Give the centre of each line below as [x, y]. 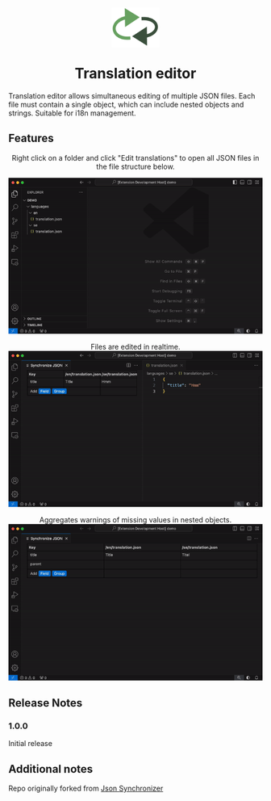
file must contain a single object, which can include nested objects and [126, 104]
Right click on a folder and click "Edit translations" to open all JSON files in [135, 157]
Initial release [30, 744]
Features [31, 138]
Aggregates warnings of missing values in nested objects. [135, 520]
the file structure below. [135, 166]
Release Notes [46, 703]
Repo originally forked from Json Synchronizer [86, 788]
